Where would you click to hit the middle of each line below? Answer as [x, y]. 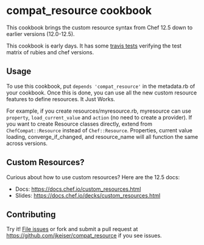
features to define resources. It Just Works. [61, 99]
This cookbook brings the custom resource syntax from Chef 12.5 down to [100, 27]
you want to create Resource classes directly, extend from [79, 124]
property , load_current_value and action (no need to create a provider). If [99, 117]
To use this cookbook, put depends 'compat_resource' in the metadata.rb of [101, 86]
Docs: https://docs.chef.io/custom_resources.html [78, 189]
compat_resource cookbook [79, 11]
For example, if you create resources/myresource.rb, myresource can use [99, 111]
